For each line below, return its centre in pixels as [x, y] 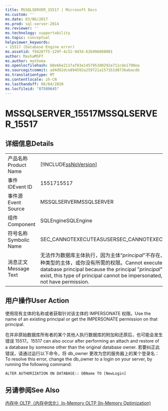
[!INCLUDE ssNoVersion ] [69, 164]
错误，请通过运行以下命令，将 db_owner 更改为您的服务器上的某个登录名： [82, 354]
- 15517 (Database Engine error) [40, 47]
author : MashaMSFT [24, 56]
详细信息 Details [29, 144]
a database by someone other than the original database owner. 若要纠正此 [82, 347]
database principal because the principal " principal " [101, 269]
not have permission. [65, 282]
